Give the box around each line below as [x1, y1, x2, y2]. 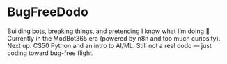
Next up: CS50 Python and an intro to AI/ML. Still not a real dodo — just [7, 41, 212, 50]
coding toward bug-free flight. [7, 49, 94, 57]
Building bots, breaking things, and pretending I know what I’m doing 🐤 [7, 27, 210, 35]
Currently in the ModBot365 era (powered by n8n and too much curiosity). [7, 34, 221, 42]
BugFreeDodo [7, 4, 88, 20]
